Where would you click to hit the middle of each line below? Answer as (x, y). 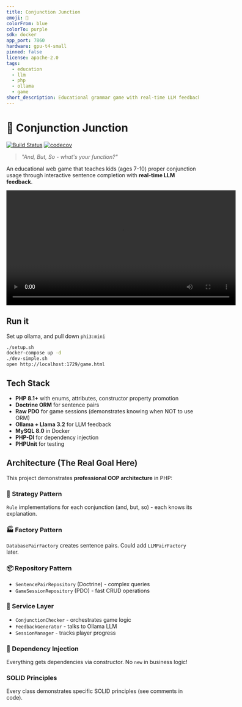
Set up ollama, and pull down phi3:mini (56, 336)
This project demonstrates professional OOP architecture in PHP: (90, 478)
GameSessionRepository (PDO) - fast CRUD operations (82, 590)
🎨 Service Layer (30, 606)
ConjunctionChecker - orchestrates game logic (73, 619)
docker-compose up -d (34, 353)
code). (15, 698)
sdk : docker (21, 35)
